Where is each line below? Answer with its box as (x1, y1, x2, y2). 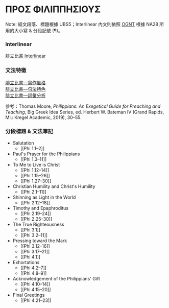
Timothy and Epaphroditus (12, 205, 69, 211)
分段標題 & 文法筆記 (5, 128, 54, 135)
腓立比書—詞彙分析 (5, 92, 46, 98)
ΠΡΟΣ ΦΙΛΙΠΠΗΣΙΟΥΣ (5, 4, 101, 15)
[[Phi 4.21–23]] (20, 297, 52, 303)
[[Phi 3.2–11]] (20, 232, 47, 238)
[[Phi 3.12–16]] (20, 243, 50, 249)
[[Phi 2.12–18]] (20, 199, 50, 205)
